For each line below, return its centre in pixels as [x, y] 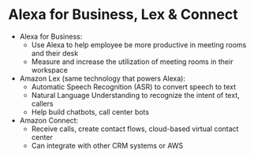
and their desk [55, 53]
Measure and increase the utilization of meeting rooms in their [132, 62]
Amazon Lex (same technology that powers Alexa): [102, 78]
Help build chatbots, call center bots [90, 111]
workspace [50, 70]
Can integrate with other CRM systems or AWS [107, 145]
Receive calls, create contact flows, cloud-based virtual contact [135, 129]
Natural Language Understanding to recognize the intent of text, [135, 95]
